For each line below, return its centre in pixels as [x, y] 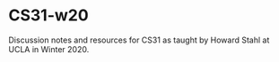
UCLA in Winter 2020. [49, 49]
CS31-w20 [48, 15]
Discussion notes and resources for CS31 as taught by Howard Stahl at [139, 40]
